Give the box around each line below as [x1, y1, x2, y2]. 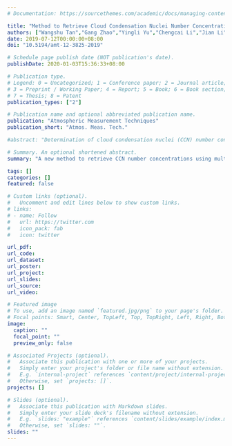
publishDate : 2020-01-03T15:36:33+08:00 [7, 61, 126, 68]
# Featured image [7, 301, 57, 308]
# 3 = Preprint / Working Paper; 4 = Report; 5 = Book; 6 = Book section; [7, 85, 227, 93]
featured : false [7, 181, 54, 187]
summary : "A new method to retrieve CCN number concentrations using [7, 155, 212, 162]
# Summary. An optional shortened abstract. [7, 149, 137, 156]
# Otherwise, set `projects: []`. [7, 378, 113, 385]
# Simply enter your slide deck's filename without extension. [7, 409, 199, 416]
